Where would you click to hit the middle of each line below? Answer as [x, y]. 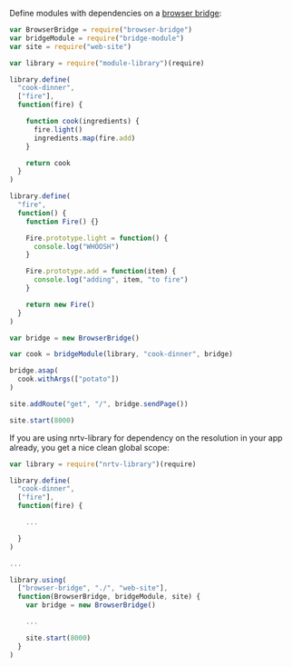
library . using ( [38, 580]
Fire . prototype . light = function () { [97, 238]
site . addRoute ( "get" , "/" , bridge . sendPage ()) [99, 403]
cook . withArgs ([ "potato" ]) [68, 379]
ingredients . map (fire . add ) [84, 138]
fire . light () [58, 129]
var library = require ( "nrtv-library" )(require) [103, 464]
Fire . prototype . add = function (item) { [101, 272]
